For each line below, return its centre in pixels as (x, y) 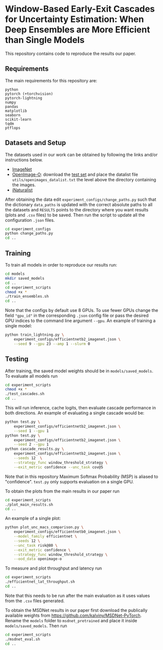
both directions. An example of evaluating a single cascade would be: (75, 413)
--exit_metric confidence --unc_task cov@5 (59, 467)
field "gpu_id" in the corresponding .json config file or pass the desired (77, 316)
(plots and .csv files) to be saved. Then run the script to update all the (75, 215)
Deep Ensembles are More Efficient (78, 30)
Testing (17, 359)
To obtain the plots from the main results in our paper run (62, 491)
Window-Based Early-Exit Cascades (80, 9)
